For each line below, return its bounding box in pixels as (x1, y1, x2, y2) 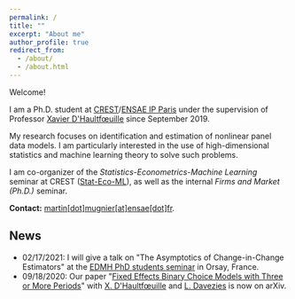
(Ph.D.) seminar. (9, 185, 68, 196)
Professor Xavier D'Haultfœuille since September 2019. (9, 113, 210, 124)
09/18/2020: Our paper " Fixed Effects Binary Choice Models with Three (21, 271, 283, 281)
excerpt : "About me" (9, 29, 86, 38)
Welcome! (9, 86, 46, 98)
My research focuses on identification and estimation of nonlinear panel (9, 130, 272, 141)
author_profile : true (9, 37, 89, 47)
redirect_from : (9, 46, 66, 55)
